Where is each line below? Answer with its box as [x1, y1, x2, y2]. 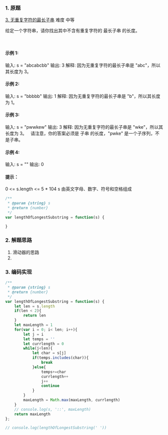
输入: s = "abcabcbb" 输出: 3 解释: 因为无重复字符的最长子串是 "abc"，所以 [5, 62, 161, 68]
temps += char [41, 369, 66, 374]
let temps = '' [23, 337, 55, 342]
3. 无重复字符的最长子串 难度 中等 [5, 17, 75, 23]
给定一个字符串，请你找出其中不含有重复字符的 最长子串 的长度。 [5, 28, 140, 34]
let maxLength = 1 [14, 322, 53, 328]
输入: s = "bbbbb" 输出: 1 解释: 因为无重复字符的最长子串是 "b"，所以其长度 [5, 93, 161, 99]
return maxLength [14, 411, 51, 417]
